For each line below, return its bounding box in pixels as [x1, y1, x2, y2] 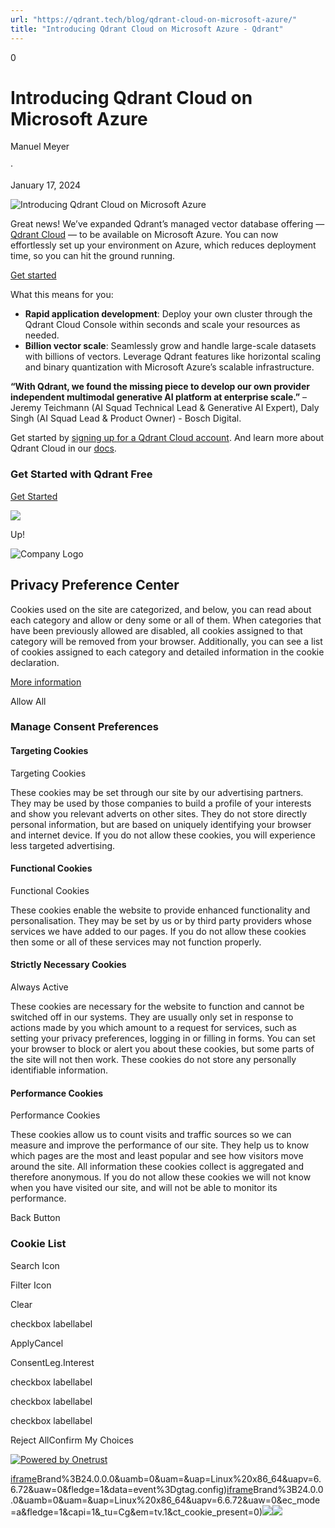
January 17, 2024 [10, 179, 82, 191]
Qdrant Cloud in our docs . [10, 442, 117, 455]
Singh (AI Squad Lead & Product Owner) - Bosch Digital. [10, 412, 242, 425]
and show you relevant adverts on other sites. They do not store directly [10, 807, 308, 820]
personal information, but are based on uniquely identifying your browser [10, 818, 312, 830]
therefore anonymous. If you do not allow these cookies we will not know [10, 1171, 312, 1183]
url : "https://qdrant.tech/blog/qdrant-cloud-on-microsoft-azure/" [10, 14, 298, 25]
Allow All [10, 695, 47, 707]
